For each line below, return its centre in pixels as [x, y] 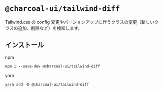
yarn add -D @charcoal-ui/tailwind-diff [47, 84]
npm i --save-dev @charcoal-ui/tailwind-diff [52, 66]
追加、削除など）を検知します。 [50, 28]
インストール [25, 45]
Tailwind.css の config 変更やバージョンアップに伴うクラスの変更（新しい [80, 22]
